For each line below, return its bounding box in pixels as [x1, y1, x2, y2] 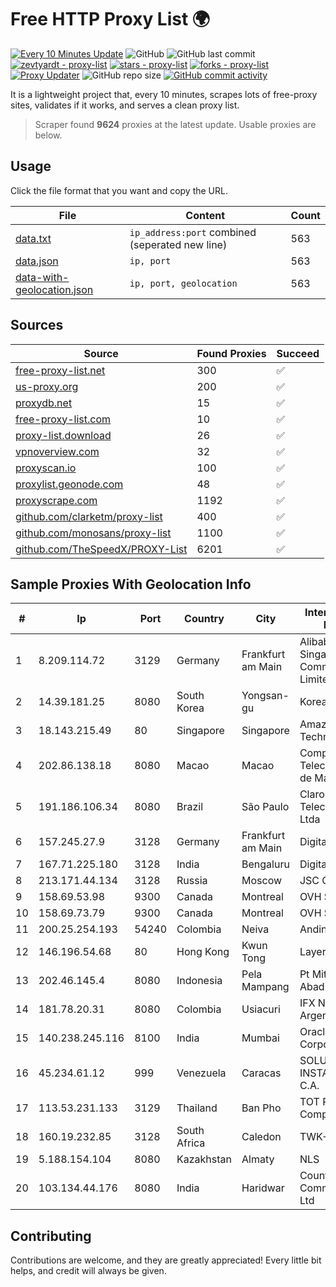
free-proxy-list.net [15, 363, 106, 377]
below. [34, 129, 63, 141]
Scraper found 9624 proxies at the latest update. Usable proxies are [34, 118, 317, 130]
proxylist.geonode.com [15, 477, 124, 491]
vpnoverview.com [15, 444, 100, 458]
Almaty [241, 1152, 275, 1166]
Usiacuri [241, 1002, 281, 1016]
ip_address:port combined [129, 225, 257, 239]
